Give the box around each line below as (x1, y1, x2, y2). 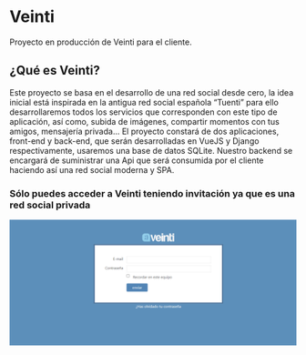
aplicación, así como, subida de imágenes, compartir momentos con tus (9, 116, 280, 127)
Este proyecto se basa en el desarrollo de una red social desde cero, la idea (9, 86, 294, 97)
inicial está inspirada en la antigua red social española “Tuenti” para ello (9, 96, 280, 107)
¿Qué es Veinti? (9, 63, 100, 78)
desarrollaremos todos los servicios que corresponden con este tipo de (9, 106, 278, 117)
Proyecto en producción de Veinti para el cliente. (9, 36, 193, 47)
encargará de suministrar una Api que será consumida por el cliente (9, 155, 264, 166)
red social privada (9, 198, 91, 211)
